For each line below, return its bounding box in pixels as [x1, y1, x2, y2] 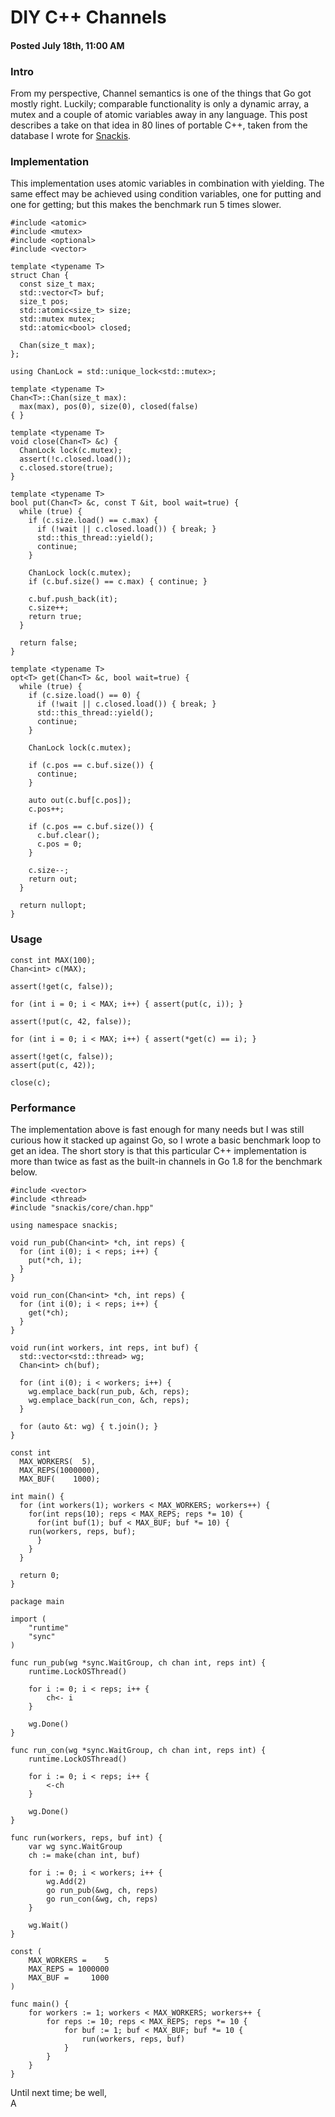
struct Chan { [10, 271, 70, 281]
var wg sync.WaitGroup [28, 1841, 123, 1851]
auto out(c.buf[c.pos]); [28, 796, 132, 806]
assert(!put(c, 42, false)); [10, 1016, 132, 1026]
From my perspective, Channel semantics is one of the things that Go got [10, 87, 312, 100]
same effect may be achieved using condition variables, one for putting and [10, 188, 322, 200]
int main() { [10, 1491, 65, 1501]
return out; [28, 874, 78, 885]
